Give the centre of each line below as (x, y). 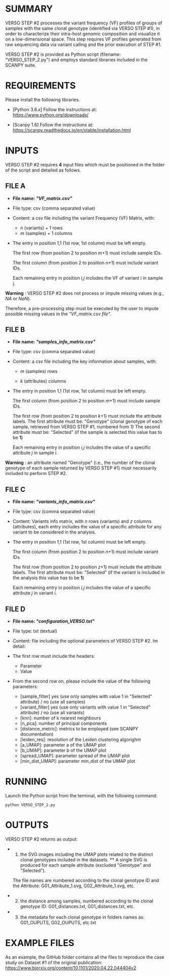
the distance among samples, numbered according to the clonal (87, 901)
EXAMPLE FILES (40, 943)
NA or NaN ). (18, 298)
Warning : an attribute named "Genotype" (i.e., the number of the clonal (80, 463)
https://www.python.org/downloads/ (50, 115)
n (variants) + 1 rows (41, 228)
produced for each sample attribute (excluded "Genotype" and (85, 865)
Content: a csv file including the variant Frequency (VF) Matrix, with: (84, 218)
